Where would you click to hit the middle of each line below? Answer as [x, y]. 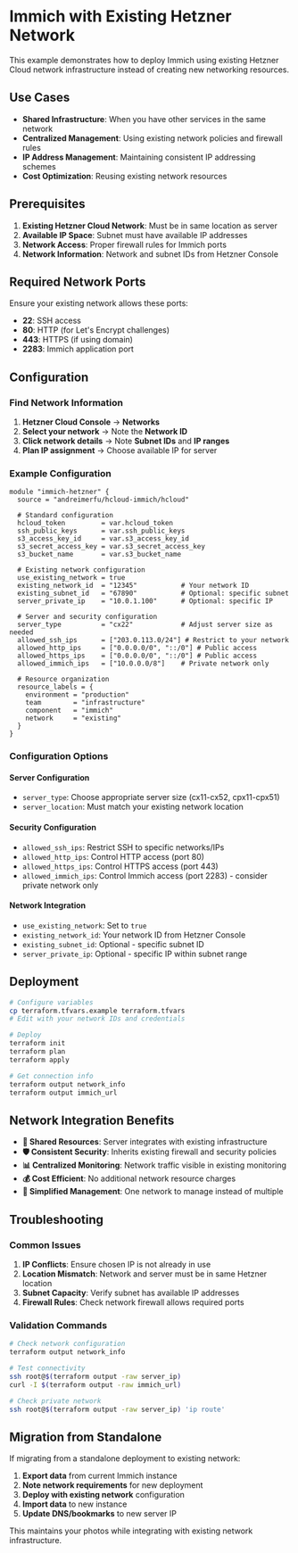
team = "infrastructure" [85, 703]
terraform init [37, 1044]
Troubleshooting [57, 1219]
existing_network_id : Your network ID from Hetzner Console [134, 935]
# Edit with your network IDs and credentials [97, 1019]
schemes [39, 166]
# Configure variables [51, 1002]
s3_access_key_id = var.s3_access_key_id [103, 539]
